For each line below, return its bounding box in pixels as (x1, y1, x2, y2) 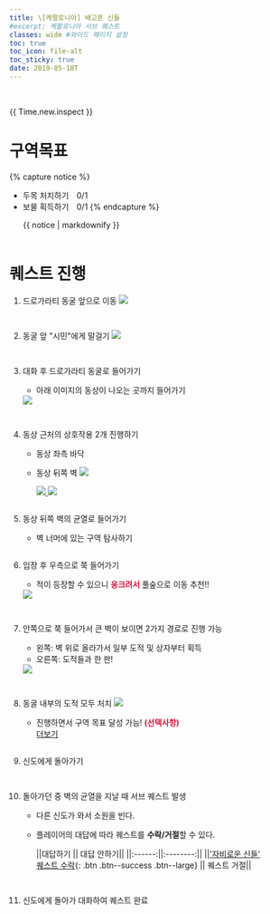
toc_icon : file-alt (9, 47, 83, 56)
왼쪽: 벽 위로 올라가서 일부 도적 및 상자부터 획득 (35, 642, 202, 653)
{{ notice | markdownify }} (23, 219, 120, 230)
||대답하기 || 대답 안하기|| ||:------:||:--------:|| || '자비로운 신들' (35, 848, 261, 859)
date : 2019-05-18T (9, 64, 79, 73)
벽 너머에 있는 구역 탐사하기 (35, 532, 133, 544)
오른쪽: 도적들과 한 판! (35, 653, 114, 664)
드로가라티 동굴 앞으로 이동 (22, 295, 117, 306)
